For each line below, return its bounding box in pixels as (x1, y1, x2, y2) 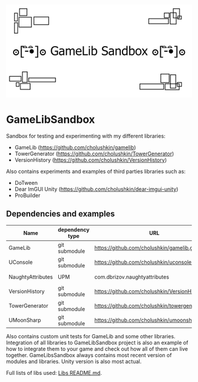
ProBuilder (14, 191, 41, 199)
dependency (58, 226, 90, 233)
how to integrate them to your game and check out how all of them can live (6, 345, 189, 352)
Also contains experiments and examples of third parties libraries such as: (6, 168, 186, 175)
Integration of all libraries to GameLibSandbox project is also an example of (6, 339, 189, 347)
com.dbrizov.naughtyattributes (94, 273, 170, 280)
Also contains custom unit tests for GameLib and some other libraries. (6, 333, 176, 340)
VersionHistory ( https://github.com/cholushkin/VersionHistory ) (14, 156, 167, 164)
